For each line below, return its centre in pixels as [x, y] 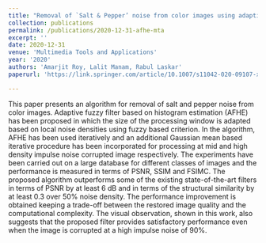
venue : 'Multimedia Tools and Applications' [83, 52]
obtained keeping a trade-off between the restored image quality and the [127, 205]
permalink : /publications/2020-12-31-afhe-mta [86, 30]
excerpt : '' [28, 38]
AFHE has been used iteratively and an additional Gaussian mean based [125, 137]
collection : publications [51, 23]
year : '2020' [30, 60]
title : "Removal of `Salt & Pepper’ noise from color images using [122, 15]
